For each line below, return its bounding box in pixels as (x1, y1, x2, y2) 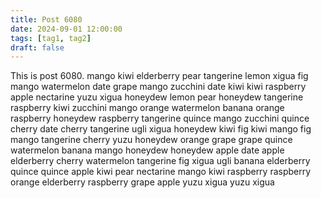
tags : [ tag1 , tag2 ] (10, 33, 92, 43)
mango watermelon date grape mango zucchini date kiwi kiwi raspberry (10, 81, 307, 93)
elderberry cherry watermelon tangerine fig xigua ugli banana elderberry (10, 155, 311, 167)
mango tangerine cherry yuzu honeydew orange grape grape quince (10, 134, 293, 146)
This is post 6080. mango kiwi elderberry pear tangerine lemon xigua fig (10, 70, 309, 82)
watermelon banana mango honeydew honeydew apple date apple (10, 144, 285, 156)
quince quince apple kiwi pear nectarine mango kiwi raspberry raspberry (10, 166, 312, 178)
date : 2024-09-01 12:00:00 (10, 24, 123, 34)
